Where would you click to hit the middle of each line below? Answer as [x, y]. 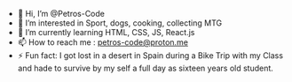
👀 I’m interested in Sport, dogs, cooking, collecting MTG [120, 23]
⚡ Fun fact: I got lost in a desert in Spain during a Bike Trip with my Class [150, 56]
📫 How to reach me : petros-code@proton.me [103, 42]
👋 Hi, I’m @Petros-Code [61, 14]
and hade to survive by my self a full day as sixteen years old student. [145, 68]
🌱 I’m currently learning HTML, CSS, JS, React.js [106, 32]
